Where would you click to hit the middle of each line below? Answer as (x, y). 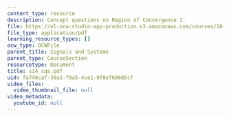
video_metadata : (30, 97)
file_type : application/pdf (47, 33)
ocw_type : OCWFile (33, 45)
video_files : (26, 84)
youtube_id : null (38, 103)
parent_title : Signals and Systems (58, 52)
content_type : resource (41, 13)
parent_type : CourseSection (47, 58)
